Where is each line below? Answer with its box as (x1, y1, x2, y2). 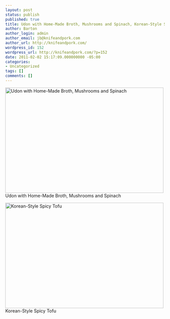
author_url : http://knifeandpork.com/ (5, 41, 87, 46)
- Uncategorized (5, 64, 39, 69)
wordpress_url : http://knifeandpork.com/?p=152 (5, 50, 108, 55)
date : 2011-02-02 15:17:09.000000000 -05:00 (5, 54, 101, 60)
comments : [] (5, 73, 33, 78)
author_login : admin (5, 31, 49, 36)
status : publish (5, 12, 39, 17)
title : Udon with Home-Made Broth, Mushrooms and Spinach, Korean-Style (5, 21, 162, 27)
